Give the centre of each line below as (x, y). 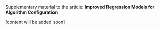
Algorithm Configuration (32, 12)
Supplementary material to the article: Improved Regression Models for (80, 7)
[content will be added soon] (35, 22)
